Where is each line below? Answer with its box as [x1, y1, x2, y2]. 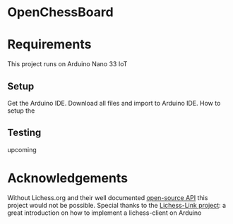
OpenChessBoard [7, 4, 114, 20]
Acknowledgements [7, 170, 129, 186]
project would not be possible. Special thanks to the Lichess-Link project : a [7, 201, 227, 209]
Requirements [7, 37, 92, 53]
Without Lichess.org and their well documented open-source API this [7, 193, 208, 201]
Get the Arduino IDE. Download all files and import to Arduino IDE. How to [7, 99, 221, 107]
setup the [7, 106, 35, 115]
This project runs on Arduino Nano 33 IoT [7, 60, 128, 68]
